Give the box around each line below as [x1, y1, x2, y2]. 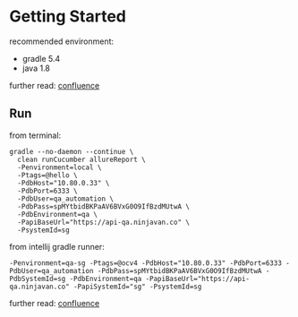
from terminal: [9, 130, 62, 141]
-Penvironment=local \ [17, 163, 102, 172]
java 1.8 [21, 63, 51, 73]
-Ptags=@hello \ [17, 170, 78, 180]
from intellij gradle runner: [9, 241, 105, 252]
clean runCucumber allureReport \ [17, 155, 146, 164]
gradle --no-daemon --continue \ [9, 147, 134, 156]
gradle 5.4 [21, 53, 61, 64]
